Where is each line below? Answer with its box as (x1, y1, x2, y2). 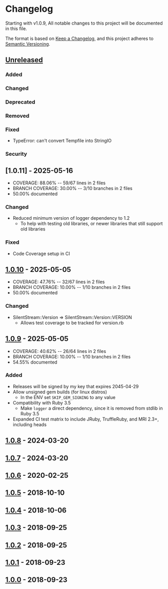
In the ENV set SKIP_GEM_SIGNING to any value (20, 394, 116, 400)
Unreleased (5, 56, 44, 65)
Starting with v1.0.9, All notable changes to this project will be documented (5, 20, 163, 26)
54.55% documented (12, 359, 57, 365)
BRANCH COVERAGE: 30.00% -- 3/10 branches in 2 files (12, 185, 133, 192)
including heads (12, 421, 47, 428)
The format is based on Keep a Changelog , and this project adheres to (5, 35, 154, 41)
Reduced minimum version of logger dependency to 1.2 (12, 215, 130, 221)
